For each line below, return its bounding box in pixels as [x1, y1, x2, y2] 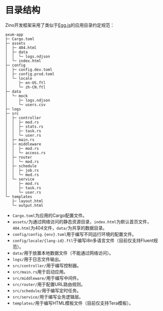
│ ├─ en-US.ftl [5, 80, 46, 85]
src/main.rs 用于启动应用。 [12, 268, 68, 274]
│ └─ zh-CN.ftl [5, 85, 46, 90]
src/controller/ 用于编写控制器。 [12, 262, 81, 268]
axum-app [5, 32, 23, 37]
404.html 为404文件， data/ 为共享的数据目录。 [12, 225, 107, 231]
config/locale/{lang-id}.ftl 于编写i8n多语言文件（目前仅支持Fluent [12, 237, 154, 243]
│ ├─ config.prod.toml [5, 71, 55, 77]
